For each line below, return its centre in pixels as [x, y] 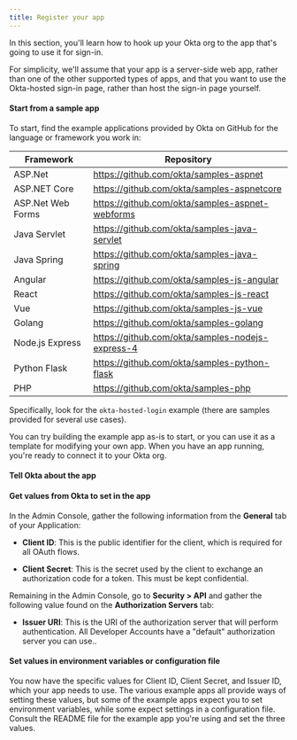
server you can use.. [59, 641]
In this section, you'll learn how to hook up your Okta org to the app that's [143, 43]
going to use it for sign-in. [56, 52]
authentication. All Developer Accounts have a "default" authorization [148, 631]
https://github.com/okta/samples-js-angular [186, 279]
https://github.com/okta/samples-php [172, 388]
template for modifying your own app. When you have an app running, [137, 446]
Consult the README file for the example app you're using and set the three [147, 718]
